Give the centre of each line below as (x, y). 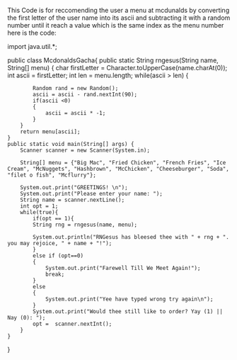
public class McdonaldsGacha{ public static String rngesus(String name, (113, 60)
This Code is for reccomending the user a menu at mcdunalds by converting (118, 10)
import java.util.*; (33, 46)
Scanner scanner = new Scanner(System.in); (85, 150)
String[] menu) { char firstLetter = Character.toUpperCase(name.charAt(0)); (117, 68)
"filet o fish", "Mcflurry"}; (52, 175)
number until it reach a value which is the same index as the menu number (116, 25)
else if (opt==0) (58, 256)
